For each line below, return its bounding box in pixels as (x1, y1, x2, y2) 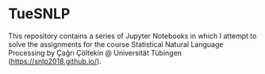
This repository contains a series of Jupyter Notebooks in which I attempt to (8, 31, 257, 41)
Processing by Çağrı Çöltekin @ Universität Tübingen (8, 48, 182, 57)
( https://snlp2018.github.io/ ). (8, 56, 102, 66)
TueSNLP (8, 5, 71, 23)
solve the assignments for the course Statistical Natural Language (8, 39, 224, 49)
